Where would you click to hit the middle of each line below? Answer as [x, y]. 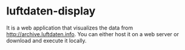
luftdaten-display [51, 11]
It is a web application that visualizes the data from [70, 28]
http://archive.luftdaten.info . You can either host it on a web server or [92, 34]
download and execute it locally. [46, 40]
